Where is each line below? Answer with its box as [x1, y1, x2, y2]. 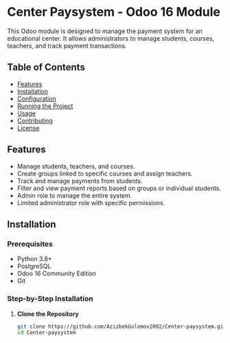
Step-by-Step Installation [7, 294, 94, 304]
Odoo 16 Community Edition [16, 269, 96, 278]
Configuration [16, 94, 56, 103]
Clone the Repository [16, 309, 79, 318]
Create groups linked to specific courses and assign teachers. [16, 169, 193, 178]
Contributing [16, 116, 53, 125]
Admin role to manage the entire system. [16, 191, 133, 200]
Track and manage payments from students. [16, 176, 143, 185]
